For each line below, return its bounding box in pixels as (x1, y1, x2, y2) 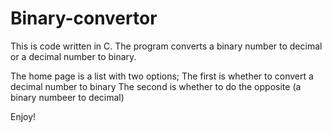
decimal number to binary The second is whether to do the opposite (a (10, 80, 302, 92)
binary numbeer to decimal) (10, 91, 125, 103)
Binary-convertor (10, 7, 158, 30)
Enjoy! (10, 110, 37, 122)
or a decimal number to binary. (10, 50, 137, 62)
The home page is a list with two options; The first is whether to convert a (10, 70, 314, 82)
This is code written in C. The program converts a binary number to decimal (10, 40, 323, 52)
